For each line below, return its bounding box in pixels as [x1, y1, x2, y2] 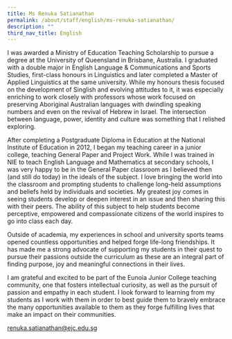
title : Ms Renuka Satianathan [7, 10, 95, 17]
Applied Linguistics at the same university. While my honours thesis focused [7, 78, 225, 87]
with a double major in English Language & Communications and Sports [7, 63, 211, 72]
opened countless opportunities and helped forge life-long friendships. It [7, 238, 215, 247]
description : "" [7, 23, 54, 30]
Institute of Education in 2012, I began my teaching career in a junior [7, 143, 202, 151]
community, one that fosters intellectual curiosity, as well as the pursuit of [7, 281, 217, 289]
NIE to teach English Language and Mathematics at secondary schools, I [7, 158, 214, 167]
